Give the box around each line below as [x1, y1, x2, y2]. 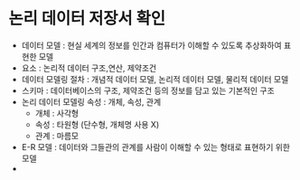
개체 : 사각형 [34, 108, 79, 118]
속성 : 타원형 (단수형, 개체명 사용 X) [34, 118, 160, 129]
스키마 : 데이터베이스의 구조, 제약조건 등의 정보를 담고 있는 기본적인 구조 [21, 85, 275, 96]
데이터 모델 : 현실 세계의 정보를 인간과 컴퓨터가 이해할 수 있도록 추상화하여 [21, 40, 282, 51]
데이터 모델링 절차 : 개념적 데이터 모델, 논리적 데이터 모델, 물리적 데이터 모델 [21, 73, 289, 84]
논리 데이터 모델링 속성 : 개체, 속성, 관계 [21, 96, 162, 107]
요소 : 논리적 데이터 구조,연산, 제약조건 [21, 62, 157, 73]
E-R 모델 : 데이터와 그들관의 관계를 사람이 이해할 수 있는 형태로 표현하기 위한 [21, 141, 291, 152]
